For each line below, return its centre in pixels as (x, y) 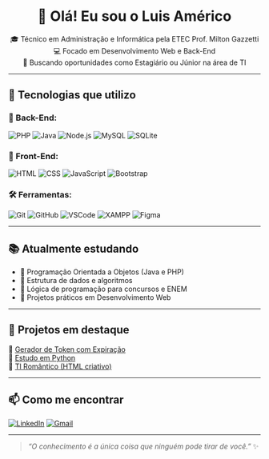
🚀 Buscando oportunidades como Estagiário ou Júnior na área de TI (134, 62)
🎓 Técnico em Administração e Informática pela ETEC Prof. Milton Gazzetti (134, 38)
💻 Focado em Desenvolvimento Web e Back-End (134, 50)
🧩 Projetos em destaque (69, 330)
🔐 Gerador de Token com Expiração (67, 349)
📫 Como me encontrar (66, 400)
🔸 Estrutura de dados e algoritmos (76, 281)
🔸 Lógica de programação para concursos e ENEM (104, 289)
